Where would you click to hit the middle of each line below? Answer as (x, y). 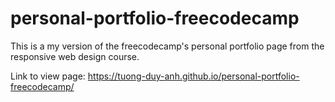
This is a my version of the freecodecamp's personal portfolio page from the (167, 46)
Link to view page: (48, 76)
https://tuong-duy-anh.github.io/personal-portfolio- (193, 76)
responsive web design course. (75, 56)
